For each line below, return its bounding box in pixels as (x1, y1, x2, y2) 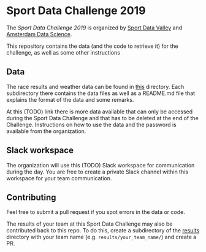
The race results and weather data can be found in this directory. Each (6, 83, 185, 90)
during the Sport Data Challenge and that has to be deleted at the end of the (6, 114, 199, 121)
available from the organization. (6, 127, 86, 135)
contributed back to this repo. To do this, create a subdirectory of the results (6, 227, 200, 234)
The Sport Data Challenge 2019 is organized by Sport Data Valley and (6, 24, 183, 31)
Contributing (6, 192, 56, 202)
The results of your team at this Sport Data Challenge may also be (6, 220, 173, 227)
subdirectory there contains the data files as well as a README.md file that (6, 90, 195, 97)
